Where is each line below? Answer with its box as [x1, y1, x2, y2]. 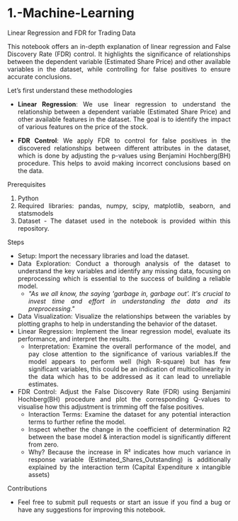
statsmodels [17, 209, 54, 217]
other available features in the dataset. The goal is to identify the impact [17, 115, 231, 124]
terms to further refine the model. [28, 417, 126, 426]
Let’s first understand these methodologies [7, 86, 133, 94]
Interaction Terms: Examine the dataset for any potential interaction [28, 410, 231, 418]
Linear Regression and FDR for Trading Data [7, 28, 136, 37]
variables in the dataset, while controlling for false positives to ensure [7, 65, 231, 73]
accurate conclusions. [7, 72, 72, 81]
